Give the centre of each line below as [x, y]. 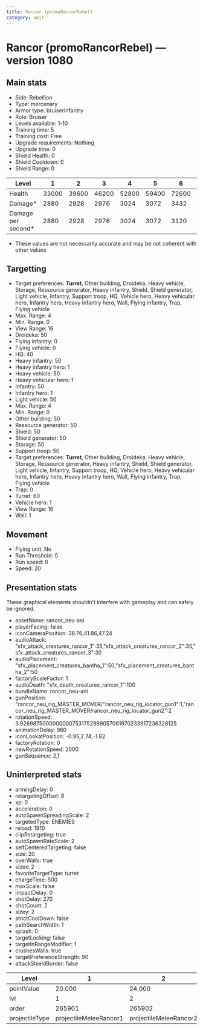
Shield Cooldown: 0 [40, 162]
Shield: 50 [27, 432]
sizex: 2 [25, 867]
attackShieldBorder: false [47, 963]
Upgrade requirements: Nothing [55, 143]
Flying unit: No [33, 549]
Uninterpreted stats [44, 775]
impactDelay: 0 [34, 892]
